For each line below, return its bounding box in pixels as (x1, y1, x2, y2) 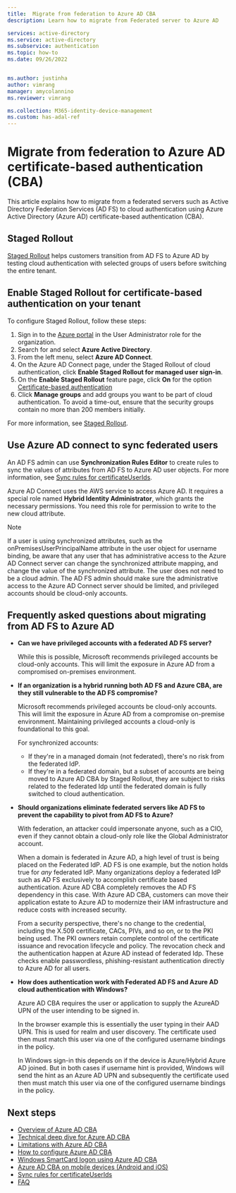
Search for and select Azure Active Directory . (17, 345, 152, 353)
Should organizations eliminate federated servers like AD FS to (17, 803, 206, 812)
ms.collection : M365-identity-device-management (7, 107, 153, 114)
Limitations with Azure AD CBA (17, 1140, 108, 1149)
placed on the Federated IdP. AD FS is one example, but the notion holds (17, 861, 229, 869)
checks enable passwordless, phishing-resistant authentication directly (17, 957, 225, 965)
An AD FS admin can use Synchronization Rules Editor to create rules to (7, 458, 219, 466)
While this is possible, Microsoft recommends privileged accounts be (17, 653, 218, 661)
